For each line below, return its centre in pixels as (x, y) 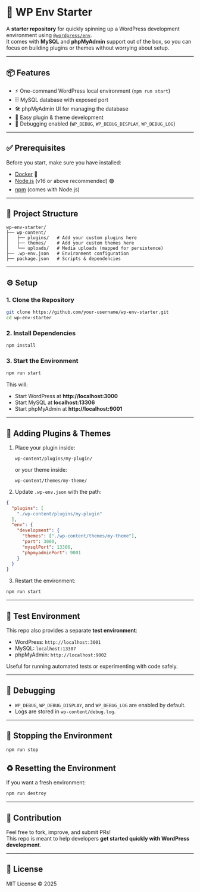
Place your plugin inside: (45, 447)
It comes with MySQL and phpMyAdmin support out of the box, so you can (99, 41)
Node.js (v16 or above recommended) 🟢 (65, 181)
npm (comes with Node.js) (47, 189)
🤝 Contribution (34, 818)
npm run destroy (26, 794)
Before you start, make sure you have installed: (64, 162)
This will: (17, 384)
